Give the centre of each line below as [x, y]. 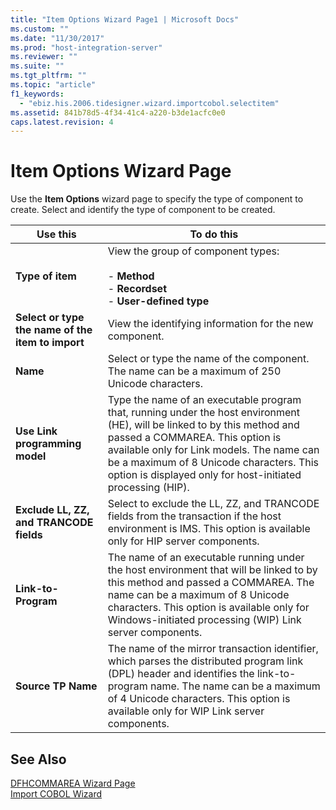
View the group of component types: [193, 251]
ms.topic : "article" [53, 85]
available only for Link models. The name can [213, 450]
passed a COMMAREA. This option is [194, 438]
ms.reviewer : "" [44, 57]
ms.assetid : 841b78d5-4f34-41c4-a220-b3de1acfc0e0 [118, 112]
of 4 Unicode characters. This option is [199, 699]
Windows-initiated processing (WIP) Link [204, 620]
